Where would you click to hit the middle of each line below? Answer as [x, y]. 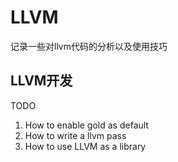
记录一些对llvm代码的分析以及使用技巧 [89, 46]
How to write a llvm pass [75, 135]
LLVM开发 [41, 81]
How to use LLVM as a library [85, 146]
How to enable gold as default [86, 125]
